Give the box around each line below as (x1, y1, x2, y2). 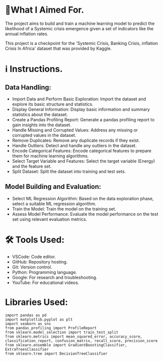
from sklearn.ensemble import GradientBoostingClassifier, (5, 342, 127, 347)
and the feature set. (12, 163, 52, 169)
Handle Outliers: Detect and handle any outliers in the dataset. (12, 142, 137, 148)
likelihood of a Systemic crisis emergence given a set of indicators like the (5, 25, 154, 31)
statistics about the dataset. (12, 112, 68, 117)
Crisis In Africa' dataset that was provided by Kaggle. (5, 45, 112, 51)
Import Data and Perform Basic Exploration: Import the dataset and (12, 96, 146, 102)
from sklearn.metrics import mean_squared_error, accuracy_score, (5, 334, 143, 339)
